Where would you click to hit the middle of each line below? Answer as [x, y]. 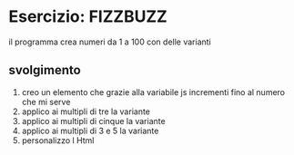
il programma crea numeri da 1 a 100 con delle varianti [110, 42]
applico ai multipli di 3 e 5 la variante [90, 131]
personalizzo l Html [58, 140]
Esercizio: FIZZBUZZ [88, 17]
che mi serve [46, 102]
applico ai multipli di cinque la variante [93, 121]
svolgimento [45, 70]
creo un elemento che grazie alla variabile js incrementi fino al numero [153, 92]
